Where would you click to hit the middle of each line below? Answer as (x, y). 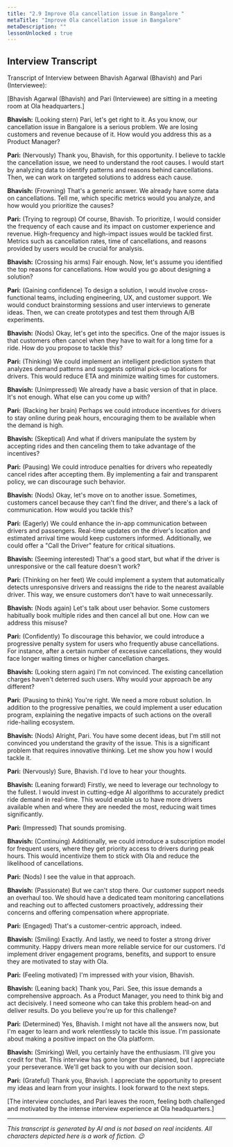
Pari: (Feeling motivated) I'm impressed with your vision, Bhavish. (101, 975)
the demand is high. (35, 425)
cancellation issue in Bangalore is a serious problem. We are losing (103, 127)
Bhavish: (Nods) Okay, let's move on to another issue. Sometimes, (102, 495)
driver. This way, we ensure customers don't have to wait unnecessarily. (110, 595)
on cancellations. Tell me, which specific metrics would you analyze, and (111, 198)
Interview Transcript (52, 61)
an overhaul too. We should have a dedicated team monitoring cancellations (115, 898)
